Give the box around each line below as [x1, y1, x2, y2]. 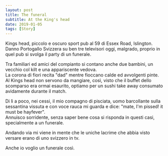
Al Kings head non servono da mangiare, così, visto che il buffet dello [5, 77, 152, 84]
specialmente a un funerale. [5, 120, 64, 126]
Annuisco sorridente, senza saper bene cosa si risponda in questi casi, [5, 114, 155, 120]
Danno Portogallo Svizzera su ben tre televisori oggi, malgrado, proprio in [5, 46, 160, 52]
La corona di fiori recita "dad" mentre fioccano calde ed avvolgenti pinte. [5, 72, 159, 78]
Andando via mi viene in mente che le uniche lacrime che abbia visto [5, 129, 150, 136]
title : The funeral [5, 12, 47, 17]
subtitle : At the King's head [5, 17, 70, 22]
